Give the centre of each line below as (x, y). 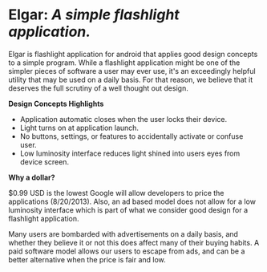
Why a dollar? (32, 177)
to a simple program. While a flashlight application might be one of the (124, 63)
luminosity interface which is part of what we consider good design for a (128, 209)
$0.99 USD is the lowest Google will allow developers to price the (116, 193)
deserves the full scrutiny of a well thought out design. (98, 88)
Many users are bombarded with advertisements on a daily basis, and (123, 233)
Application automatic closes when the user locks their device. (123, 119)
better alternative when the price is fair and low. (87, 259)
